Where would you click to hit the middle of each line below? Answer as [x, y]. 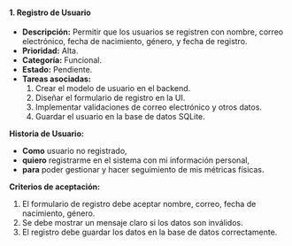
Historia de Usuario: [46, 134]
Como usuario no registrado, [74, 151]
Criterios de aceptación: [54, 187]
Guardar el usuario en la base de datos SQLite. [120, 117]
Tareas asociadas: [56, 79]
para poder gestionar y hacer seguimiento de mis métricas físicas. [143, 170]
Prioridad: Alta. [50, 51]
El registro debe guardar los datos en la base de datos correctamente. [150, 232]
